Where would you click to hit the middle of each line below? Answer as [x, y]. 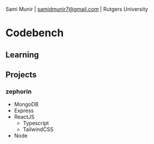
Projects [21, 75]
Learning [22, 55]
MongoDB [26, 104]
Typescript [36, 123]
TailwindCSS [38, 129]
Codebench [35, 33]
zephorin [19, 91]
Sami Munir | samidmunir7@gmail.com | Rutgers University [77, 9]
